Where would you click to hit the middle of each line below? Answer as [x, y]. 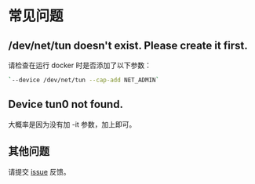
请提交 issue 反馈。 [39, 171]
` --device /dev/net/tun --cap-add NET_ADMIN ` [84, 80]
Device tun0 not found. [66, 105]
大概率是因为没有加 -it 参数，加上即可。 [72, 124]
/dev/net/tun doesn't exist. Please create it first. [128, 45]
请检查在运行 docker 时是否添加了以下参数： [80, 65]
